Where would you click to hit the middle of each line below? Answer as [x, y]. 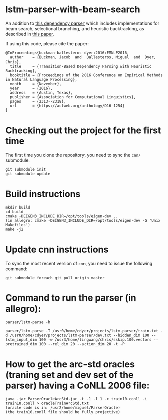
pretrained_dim [21, 344]
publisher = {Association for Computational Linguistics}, [73, 97]
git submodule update [28, 174]
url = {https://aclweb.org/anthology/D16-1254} [67, 106]
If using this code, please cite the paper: [47, 43]
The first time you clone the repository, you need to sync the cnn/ [73, 155]
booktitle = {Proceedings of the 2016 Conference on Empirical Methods [87, 75]
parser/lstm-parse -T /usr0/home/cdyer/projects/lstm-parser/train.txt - [84, 331]
